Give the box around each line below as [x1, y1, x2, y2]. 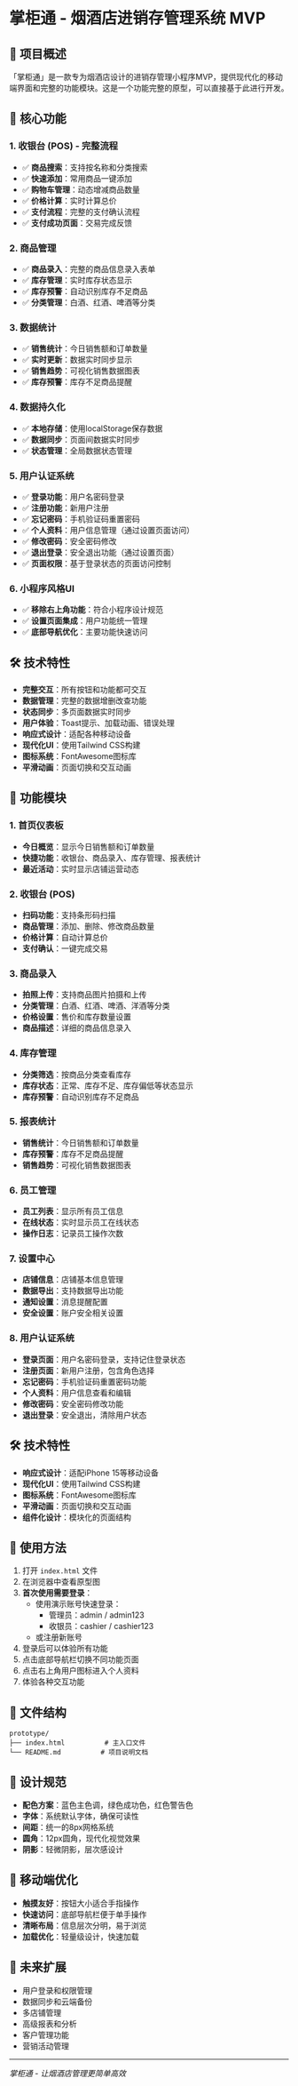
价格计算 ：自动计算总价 [21, 931, 108, 942]
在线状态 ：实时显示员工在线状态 [21, 1217, 139, 1227]
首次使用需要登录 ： [21, 1587, 93, 1598]
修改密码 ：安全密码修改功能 [21, 1398, 124, 1409]
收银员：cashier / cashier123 [48, 1621, 154, 1632]
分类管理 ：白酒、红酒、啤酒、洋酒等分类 [21, 1001, 170, 1011]
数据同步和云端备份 [21, 1996, 93, 2007]
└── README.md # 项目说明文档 [9, 1748, 149, 1757]
